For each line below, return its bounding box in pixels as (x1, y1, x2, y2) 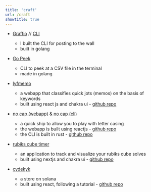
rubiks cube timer (12, 141, 49, 147)
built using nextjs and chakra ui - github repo (20, 156, 114, 162)
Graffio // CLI (12, 31, 40, 37)
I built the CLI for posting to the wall (20, 40, 94, 46)
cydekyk (12, 166, 31, 172)
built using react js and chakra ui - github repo (20, 101, 117, 107)
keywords (20, 95, 41, 102)
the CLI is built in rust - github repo (20, 131, 93, 137)
